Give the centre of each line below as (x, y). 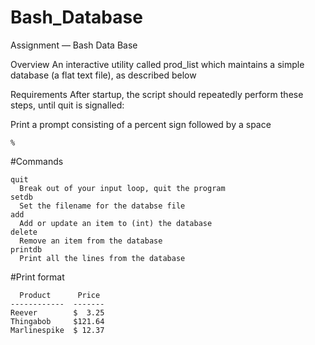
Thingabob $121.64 (57, 321)
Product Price (60, 295)
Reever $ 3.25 (57, 312)
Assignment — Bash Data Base (74, 45)
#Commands (37, 161)
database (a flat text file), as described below (103, 75)
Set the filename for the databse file (102, 206)
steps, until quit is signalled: (67, 105)
